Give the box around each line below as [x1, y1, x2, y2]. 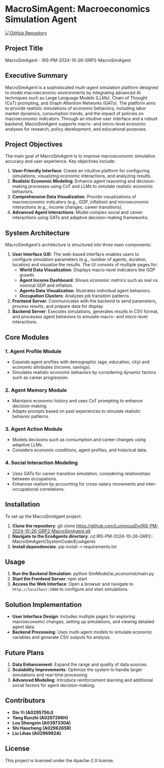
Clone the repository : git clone [12, 523, 75, 529]
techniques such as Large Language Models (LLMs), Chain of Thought [5, 94, 148, 101]
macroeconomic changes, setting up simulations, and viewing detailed [12, 619, 155, 625]
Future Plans [5, 649, 45, 657]
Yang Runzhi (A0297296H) [12, 715, 69, 721]
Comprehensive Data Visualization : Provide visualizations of [12, 194, 136, 200]
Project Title [5, 44, 43, 52]
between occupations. [12, 476, 58, 482]
